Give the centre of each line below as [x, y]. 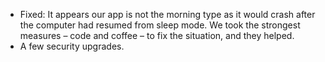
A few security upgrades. [72, 46]
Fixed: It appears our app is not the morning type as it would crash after [167, 14]
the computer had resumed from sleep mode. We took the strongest [160, 25]
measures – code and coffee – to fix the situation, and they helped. [157, 35]
